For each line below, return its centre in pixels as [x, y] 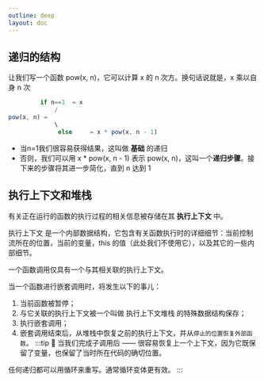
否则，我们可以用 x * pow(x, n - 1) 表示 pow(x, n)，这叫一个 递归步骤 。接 [137, 158]
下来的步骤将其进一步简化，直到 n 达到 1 [85, 168]
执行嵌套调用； [44, 323]
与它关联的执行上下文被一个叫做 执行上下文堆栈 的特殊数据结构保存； [133, 313]
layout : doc [28, 23]
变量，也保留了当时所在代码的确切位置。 [100, 353]
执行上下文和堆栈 [50, 195]
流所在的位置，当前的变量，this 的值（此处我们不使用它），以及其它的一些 [128, 243]
